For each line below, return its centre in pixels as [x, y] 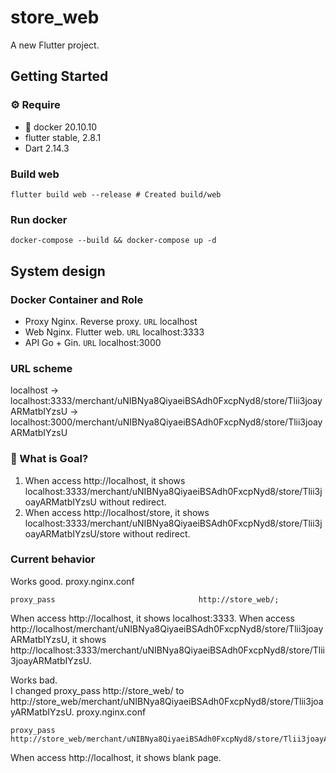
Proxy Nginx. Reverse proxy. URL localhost [111, 321]
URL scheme [41, 368]
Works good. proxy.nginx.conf [72, 581]
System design [58, 271]
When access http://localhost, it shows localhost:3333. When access [152, 618]
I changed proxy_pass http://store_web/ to [97, 690]
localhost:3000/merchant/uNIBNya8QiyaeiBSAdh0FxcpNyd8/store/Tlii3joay [166, 422]
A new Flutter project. [55, 45]
